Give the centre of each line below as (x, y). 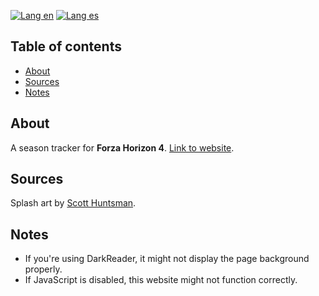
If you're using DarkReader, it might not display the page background (167, 259)
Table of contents (66, 46)
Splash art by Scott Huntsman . (73, 203)
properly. (43, 269)
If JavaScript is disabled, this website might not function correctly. (161, 280)
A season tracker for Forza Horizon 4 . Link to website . (122, 147)
